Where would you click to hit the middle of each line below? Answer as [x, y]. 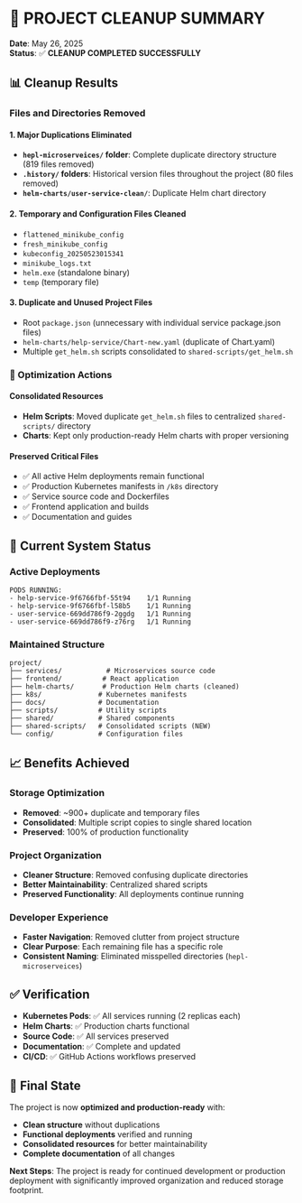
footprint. [27, 1190]
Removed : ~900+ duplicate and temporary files [111, 812]
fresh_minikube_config [65, 244]
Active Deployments [55, 571]
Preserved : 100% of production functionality [105, 832]
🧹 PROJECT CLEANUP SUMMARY [137, 19]
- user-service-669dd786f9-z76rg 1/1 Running [101, 622]
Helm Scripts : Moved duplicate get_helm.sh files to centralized [139, 416]
